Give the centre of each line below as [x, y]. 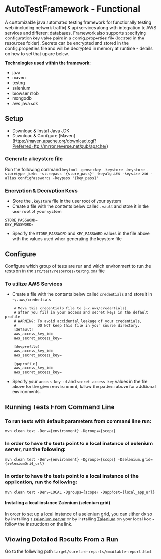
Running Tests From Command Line [60, 407]
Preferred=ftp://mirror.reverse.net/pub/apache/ [59, 146]
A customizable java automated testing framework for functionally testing [78, 22]
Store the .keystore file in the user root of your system [66, 201]
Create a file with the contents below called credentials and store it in [82, 294]
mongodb [22, 98]
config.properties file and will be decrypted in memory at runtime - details [79, 48]
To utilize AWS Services [34, 284]
